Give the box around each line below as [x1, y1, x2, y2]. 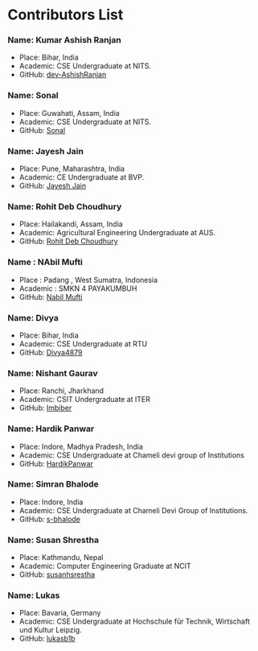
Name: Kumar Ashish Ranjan [7, 35, 121, 46]
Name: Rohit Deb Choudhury [7, 201, 122, 212]
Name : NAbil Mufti [7, 256, 84, 267]
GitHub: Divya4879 [18, 347, 83, 357]
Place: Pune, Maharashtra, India [18, 164, 125, 174]
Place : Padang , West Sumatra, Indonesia [18, 275, 158, 284]
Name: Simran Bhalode [7, 479, 100, 490]
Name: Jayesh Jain [7, 145, 84, 156]
